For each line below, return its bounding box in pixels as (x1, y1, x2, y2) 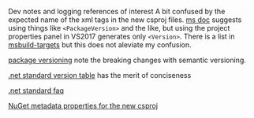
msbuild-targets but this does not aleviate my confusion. (8, 40, 192, 50)
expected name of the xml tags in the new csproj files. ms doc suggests (8, 15, 242, 24)
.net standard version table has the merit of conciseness (8, 71, 192, 79)
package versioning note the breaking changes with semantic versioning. (8, 55, 247, 65)
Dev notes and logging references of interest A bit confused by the (8, 7, 226, 16)
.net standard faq (8, 86, 65, 95)
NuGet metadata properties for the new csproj (8, 101, 159, 110)
